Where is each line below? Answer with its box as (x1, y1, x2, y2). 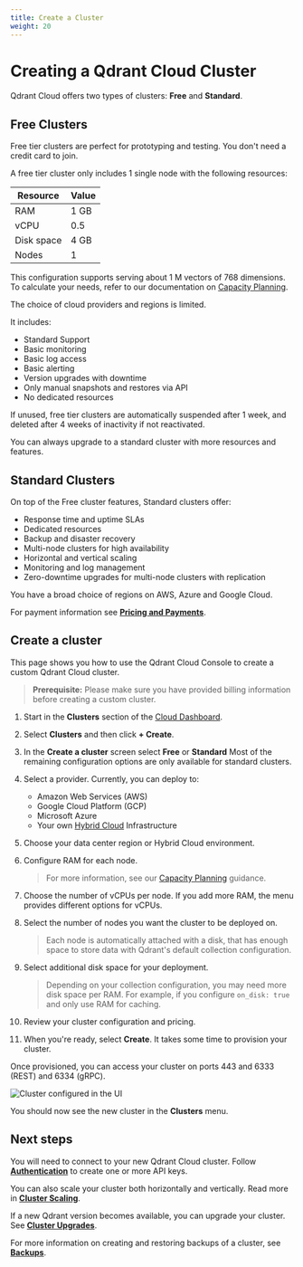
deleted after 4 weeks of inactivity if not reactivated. (10, 419, 205, 430)
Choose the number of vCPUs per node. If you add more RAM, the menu (23, 890, 294, 900)
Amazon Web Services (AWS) (36, 791, 148, 802)
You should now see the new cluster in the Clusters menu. (10, 1105, 229, 1116)
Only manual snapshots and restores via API (23, 382, 188, 394)
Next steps (10, 1132, 73, 1148)
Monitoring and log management (23, 562, 146, 573)
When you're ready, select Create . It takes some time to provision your (23, 1034, 288, 1044)
